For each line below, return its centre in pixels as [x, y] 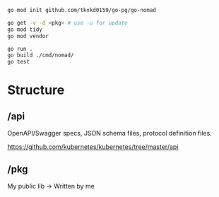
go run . [20, 49]
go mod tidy [25, 29]
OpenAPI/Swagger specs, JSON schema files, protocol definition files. [109, 133]
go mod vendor [28, 36]
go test [19, 62]
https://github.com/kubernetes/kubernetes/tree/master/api [93, 147]
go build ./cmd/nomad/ [41, 55]
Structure [36, 90]
